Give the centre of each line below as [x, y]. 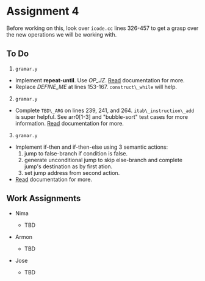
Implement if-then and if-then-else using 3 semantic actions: [92, 147]
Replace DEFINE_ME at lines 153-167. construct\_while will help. [96, 87]
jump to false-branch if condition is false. [76, 153]
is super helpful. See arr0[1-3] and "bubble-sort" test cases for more [101, 116]
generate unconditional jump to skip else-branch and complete [103, 160]
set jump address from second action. [72, 173]
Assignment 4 [43, 11]
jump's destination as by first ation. [68, 166]
